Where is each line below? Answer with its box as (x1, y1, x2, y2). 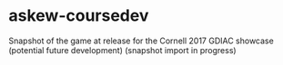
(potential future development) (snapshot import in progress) (8, 44, 238, 55)
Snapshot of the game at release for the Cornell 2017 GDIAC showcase (8, 35, 274, 46)
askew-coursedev (8, 5, 149, 26)
